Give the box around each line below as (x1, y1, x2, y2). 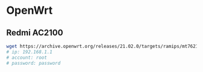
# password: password (6, 60, 61, 66)
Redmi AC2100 (6, 28, 63, 38)
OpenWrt (6, 4, 53, 17)
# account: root (6, 55, 47, 61)
